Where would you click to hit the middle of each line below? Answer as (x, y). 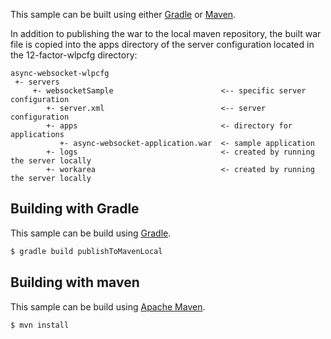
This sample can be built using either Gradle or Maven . (123, 14)
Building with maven (75, 282)
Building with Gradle (75, 209)
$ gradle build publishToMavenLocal (86, 251)
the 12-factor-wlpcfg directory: (74, 55)
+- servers (37, 82)
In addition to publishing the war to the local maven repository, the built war (166, 33)
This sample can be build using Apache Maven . (108, 306)
